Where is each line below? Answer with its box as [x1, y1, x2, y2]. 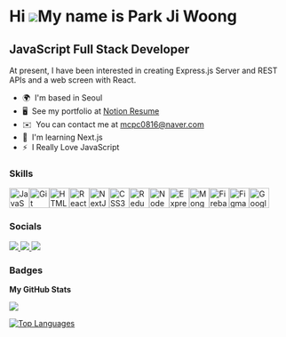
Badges [9, 264, 43, 277]
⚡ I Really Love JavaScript [21, 142, 120, 152]
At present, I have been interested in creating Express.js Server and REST [9, 65, 278, 76]
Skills [9, 167, 34, 180]
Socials [9, 221, 42, 233]
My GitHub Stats [9, 284, 72, 294]
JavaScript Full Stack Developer [9, 42, 190, 57]
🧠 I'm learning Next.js [21, 132, 104, 142]
